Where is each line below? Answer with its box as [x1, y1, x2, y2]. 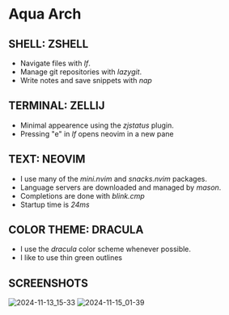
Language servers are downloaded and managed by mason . [19, 183, 222, 192]
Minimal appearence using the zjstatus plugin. [19, 120, 174, 130]
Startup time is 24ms [19, 199, 91, 209]
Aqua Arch [8, 5, 82, 23]
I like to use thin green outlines [19, 253, 123, 262]
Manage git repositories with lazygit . [19, 67, 142, 77]
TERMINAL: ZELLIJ [8, 99, 105, 113]
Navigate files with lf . [19, 58, 91, 68]
